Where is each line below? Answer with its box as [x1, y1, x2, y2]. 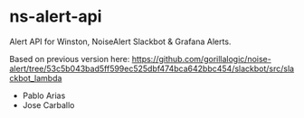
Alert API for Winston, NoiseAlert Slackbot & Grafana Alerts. [9, 36, 232, 47]
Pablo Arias [22, 90, 66, 101]
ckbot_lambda [9, 72, 62, 83]
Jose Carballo [22, 99, 75, 110]
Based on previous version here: [9, 53, 130, 64]
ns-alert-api [9, 6, 102, 27]
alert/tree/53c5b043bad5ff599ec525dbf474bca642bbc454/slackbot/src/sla [9, 63, 295, 74]
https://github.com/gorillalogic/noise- [131, 53, 271, 64]
